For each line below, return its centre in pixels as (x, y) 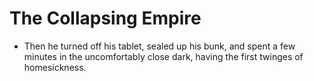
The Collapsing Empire (105, 18)
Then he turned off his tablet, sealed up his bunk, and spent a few (159, 46)
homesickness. (55, 67)
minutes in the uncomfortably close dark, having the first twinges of (163, 56)
